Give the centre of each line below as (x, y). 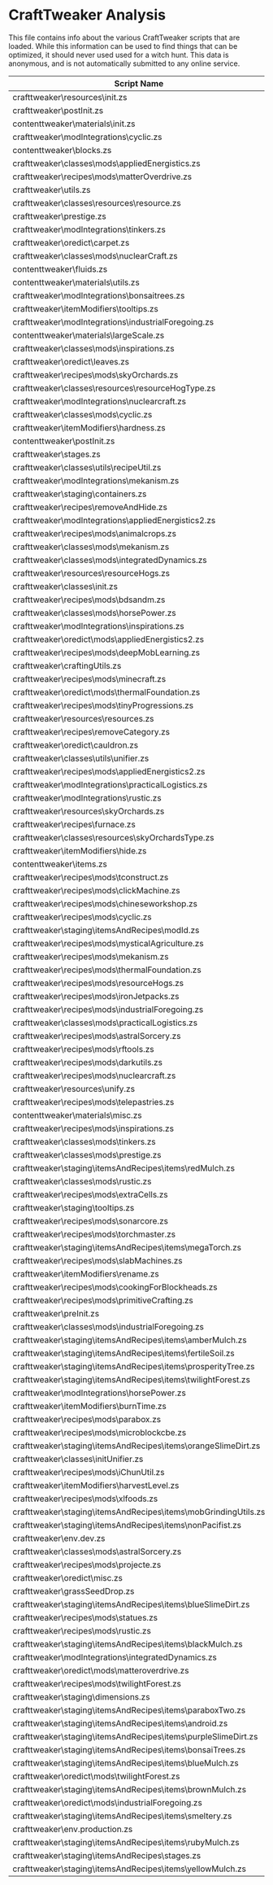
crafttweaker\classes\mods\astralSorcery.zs (97, 1551)
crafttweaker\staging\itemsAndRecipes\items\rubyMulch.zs (126, 1842)
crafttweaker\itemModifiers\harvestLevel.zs (96, 1485)
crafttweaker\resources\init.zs (70, 97)
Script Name (139, 83)
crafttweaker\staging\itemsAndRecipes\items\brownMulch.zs (129, 1789)
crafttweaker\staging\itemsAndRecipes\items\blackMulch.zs (128, 1643)
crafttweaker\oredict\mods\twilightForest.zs (96, 1776)
